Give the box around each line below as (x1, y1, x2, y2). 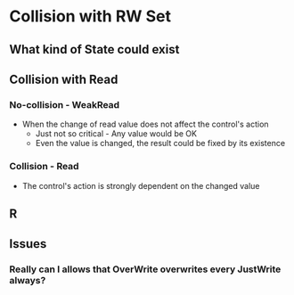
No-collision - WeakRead (9, 98, 120, 111)
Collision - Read (9, 160, 79, 173)
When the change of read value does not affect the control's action (21, 119, 269, 130)
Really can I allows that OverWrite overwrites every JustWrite (9, 263, 282, 275)
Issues (9, 236, 47, 251)
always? (9, 275, 46, 287)
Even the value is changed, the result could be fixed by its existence (35, 138, 286, 149)
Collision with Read (9, 71, 118, 86)
